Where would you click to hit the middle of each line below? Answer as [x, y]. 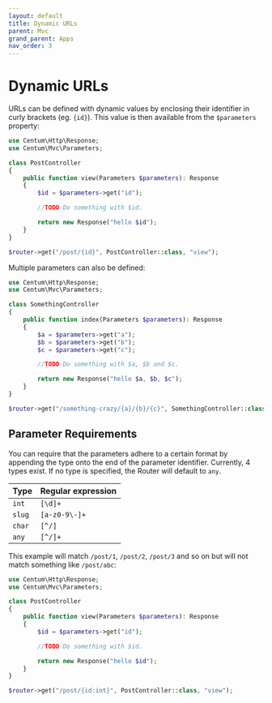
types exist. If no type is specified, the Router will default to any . [115, 470]
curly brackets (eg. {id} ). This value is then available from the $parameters [132, 118]
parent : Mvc [28, 31]
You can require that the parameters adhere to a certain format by [118, 453]
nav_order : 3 [30, 46]
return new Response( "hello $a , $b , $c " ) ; [110, 379]
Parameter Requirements [73, 434]
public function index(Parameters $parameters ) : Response [123, 320]
